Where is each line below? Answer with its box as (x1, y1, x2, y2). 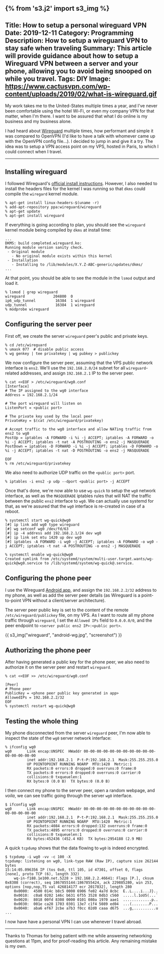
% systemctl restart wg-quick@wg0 (5, 704, 76, 709)
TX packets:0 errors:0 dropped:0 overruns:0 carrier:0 (26, 770, 141, 775)
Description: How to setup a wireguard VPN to (5, 36, 148, 45)
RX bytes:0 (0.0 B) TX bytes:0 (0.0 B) (26, 779, 110, 784)
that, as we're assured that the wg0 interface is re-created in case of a (5, 503, 145, 509)
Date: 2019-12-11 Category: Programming (5, 28, 134, 37)
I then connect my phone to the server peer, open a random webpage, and (5, 788, 155, 793)
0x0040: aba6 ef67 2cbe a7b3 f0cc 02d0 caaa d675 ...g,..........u (14, 906, 159, 911)
